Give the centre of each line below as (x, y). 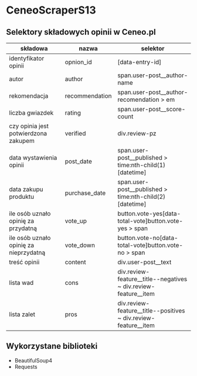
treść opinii (24, 262)
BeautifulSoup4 (33, 360)
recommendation (89, 96)
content (75, 262)
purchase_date (85, 193)
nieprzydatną (27, 252)
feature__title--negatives (152, 279)
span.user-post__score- (152, 109)
